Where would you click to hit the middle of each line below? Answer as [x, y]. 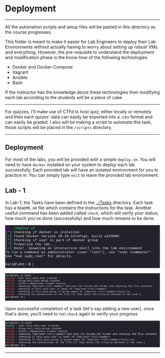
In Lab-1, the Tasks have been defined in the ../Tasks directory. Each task [79, 202]
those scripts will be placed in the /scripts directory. [59, 127]
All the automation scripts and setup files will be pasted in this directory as [80, 27]
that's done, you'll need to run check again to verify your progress [71, 314]
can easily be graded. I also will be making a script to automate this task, [79, 122]
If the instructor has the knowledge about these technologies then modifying [82, 92]
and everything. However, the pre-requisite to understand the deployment [80, 52]
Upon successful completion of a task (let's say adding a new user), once [80, 309]
